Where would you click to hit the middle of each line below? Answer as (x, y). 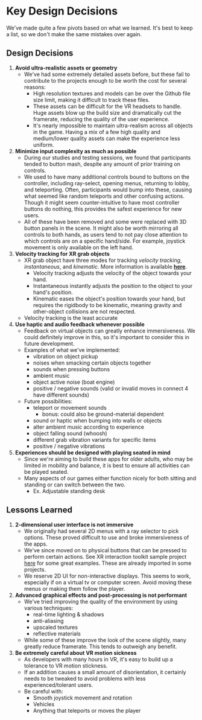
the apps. (36, 544)
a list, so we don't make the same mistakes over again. (74, 34)
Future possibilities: (48, 401)
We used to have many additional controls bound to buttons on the (107, 177)
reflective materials (57, 633)
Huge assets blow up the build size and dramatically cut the (107, 112)
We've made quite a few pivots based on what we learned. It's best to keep (99, 28)
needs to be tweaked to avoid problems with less (85, 678)
